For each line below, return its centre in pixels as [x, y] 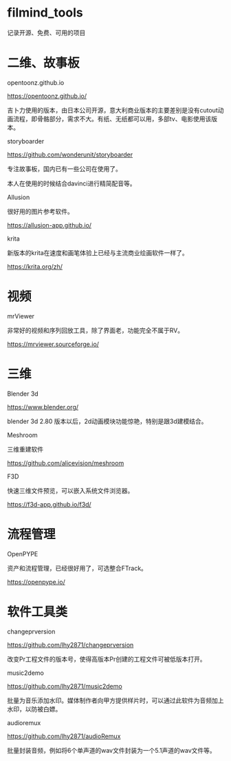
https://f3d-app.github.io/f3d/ [49, 504]
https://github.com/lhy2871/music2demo [65, 686]
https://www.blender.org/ [43, 407]
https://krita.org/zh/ [35, 266]
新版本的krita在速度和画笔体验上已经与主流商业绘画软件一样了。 [98, 252]
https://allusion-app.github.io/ [49, 225]
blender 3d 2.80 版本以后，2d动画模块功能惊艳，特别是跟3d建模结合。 [107, 421]
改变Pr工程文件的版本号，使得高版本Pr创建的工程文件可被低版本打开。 [107, 659]
